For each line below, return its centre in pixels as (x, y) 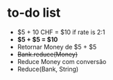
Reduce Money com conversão (62, 61)
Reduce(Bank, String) (48, 69)
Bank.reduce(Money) (47, 54)
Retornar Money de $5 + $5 (57, 47)
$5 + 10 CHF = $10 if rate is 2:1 (61, 32)
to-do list (34, 13)
